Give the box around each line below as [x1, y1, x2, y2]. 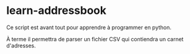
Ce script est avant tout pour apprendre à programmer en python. [6, 24, 172, 31]
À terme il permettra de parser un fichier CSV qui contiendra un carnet [6, 35, 184, 42]
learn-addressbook [6, 4, 107, 18]
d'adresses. [6, 42, 36, 49]
